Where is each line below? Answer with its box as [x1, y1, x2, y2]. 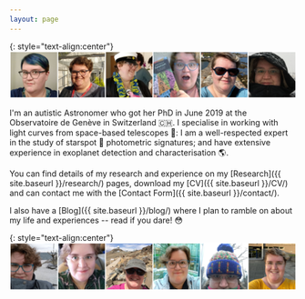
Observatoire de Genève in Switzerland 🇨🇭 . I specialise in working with [9, 117, 280, 128]
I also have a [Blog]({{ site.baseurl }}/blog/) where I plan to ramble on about [9, 205, 293, 216]
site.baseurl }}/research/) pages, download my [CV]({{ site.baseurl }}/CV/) [9, 178, 289, 189]
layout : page [9, 15, 59, 24]
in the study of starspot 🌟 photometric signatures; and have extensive [9, 137, 271, 148]
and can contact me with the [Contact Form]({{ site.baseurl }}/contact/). [9, 187, 280, 199]
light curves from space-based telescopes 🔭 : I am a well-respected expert [9, 127, 289, 138]
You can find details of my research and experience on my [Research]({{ [9, 168, 282, 179]
